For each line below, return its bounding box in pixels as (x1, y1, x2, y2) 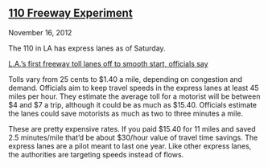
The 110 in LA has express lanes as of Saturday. (8, 43, 167, 53)
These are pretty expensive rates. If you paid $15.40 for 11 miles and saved (8, 124, 256, 133)
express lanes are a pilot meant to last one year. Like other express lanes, (8, 141, 252, 151)
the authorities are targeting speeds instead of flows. (8, 149, 184, 159)
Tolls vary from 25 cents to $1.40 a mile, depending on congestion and (8, 74, 243, 83)
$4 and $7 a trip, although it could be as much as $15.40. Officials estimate (8, 100, 258, 109)
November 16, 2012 (8, 27, 72, 37)
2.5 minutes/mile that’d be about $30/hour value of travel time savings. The (8, 132, 258, 142)
